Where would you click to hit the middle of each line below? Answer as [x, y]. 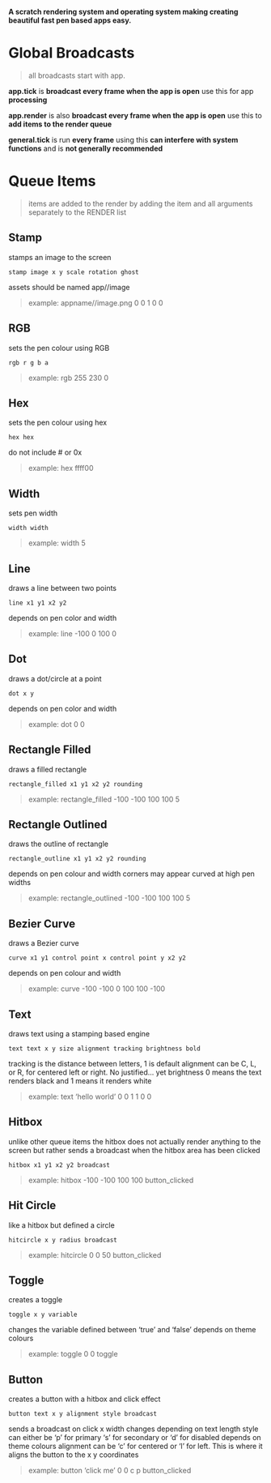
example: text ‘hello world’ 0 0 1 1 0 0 [90, 1096]
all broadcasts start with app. [76, 75]
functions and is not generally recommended [86, 148]
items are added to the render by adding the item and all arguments [140, 203]
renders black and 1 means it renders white [80, 1081]
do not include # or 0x [45, 452]
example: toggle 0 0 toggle [73, 1354]
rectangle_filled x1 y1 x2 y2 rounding [76, 784]
